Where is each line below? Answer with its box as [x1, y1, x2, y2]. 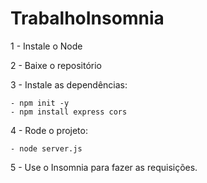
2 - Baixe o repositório [10, 59, 103, 71]
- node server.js [10, 143, 83, 154]
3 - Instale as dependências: [10, 78, 128, 91]
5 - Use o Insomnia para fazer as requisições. [10, 161, 198, 173]
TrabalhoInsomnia [10, 7, 165, 30]
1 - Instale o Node [10, 40, 83, 52]
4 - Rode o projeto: [10, 124, 88, 136]
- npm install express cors [10, 107, 128, 117]
